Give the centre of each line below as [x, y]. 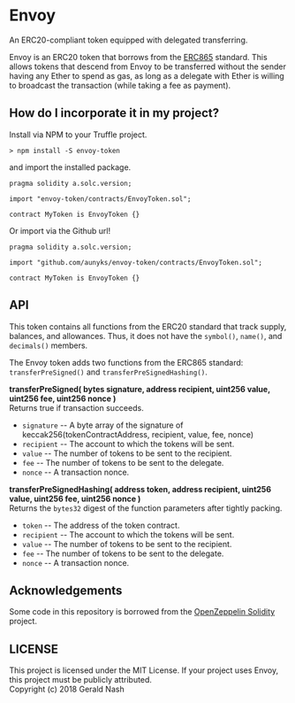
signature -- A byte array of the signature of [102, 425]
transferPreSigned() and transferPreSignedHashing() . [108, 372]
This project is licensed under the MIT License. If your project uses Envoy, [144, 670]
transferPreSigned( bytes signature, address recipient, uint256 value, [140, 389]
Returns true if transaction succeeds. [76, 407]
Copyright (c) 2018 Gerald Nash [67, 689]
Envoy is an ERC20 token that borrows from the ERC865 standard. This [138, 57]
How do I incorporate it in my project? [114, 113]
